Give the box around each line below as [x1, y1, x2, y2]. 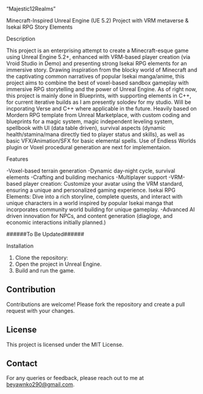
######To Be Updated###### [6, 231, 84, 237]
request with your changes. [6, 307, 75, 314]
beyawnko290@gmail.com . [6, 381, 75, 388]
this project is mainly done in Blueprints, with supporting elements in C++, [6, 92, 191, 99]
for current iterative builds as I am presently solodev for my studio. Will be [6, 98, 191, 106]
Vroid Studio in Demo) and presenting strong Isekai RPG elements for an [6, 60, 187, 67]
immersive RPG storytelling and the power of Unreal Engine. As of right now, [6, 86, 198, 93]
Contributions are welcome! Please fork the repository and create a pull [6, 301, 185, 308]
